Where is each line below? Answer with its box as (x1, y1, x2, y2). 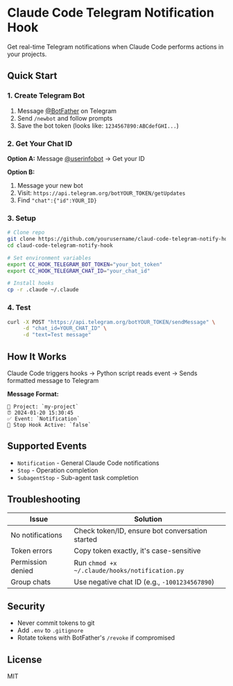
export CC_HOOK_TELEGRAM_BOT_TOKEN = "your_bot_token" (7, 261, 163, 268)
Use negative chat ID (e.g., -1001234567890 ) (74, 577, 215, 587)
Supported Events (7, 440, 87, 452)
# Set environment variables (7, 255, 92, 261)
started (74, 534, 98, 544)
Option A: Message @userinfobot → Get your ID (7, 154, 146, 162)
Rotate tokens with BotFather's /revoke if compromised (17, 633, 175, 642)
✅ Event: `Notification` (7, 415, 80, 422)
